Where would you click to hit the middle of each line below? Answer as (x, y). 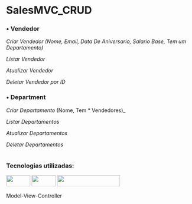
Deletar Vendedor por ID (36, 82)
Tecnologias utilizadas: (40, 166)
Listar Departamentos (33, 121)
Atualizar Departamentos (37, 133)
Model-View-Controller (34, 196)
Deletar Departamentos (35, 144)
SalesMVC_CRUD (49, 10)
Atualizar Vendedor (30, 71)
